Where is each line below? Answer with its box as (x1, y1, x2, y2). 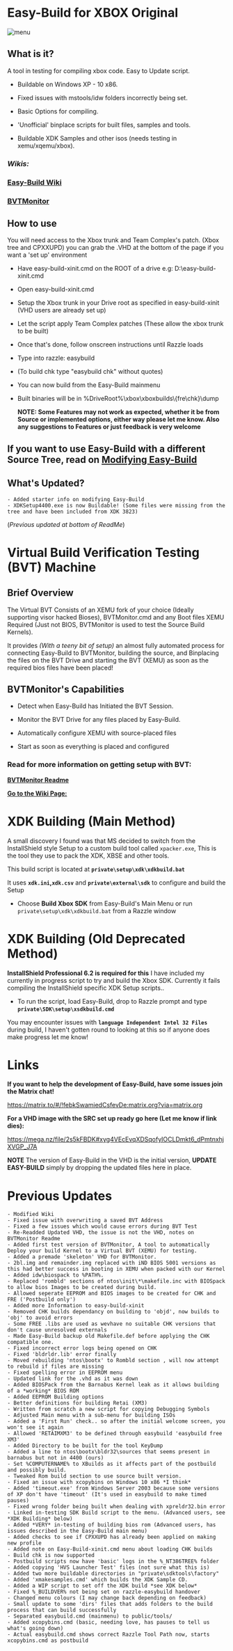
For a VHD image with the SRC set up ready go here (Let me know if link (7, 1114, 217, 1123)
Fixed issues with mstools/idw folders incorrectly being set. (17, 93, 188, 102)
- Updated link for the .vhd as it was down (7, 1375, 138, 1382)
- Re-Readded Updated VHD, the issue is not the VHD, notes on (7, 1229, 195, 1236)
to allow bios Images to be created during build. (7, 1284, 157, 1291)
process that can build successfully (7, 1606, 117, 1614)
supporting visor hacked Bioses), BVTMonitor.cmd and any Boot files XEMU (7, 613, 225, 621)
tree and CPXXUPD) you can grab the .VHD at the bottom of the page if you (7, 244, 224, 252)
